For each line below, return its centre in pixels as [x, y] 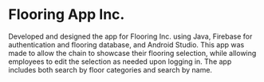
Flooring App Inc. [67, 15]
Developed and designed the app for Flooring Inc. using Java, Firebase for [130, 36]
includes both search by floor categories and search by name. [110, 69]
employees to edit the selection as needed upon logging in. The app [120, 61]
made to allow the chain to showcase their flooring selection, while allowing [132, 53]
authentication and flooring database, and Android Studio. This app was [126, 44]
